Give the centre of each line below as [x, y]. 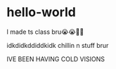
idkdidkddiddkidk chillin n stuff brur [58, 45]
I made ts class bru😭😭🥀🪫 [45, 32]
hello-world [41, 12]
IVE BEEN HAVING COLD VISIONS [56, 59]
